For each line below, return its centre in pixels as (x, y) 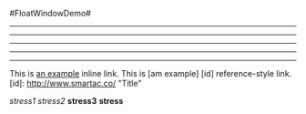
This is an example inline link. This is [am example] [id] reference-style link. (151, 73)
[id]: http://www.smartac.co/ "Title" (76, 83)
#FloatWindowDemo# (50, 13)
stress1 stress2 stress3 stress (66, 101)
